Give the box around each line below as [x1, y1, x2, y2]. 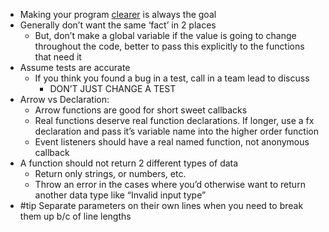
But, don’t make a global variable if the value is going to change [34, 30, 297, 41]
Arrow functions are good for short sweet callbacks [34, 104, 248, 116]
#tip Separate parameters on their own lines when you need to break [19, 200, 304, 211]
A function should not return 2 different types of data [19, 157, 239, 169]
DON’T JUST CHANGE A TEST [49, 83, 177, 94]
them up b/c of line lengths [19, 210, 132, 222]
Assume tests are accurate [19, 62, 131, 73]
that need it [34, 51, 82, 63]
